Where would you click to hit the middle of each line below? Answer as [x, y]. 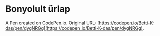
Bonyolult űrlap [38, 9]
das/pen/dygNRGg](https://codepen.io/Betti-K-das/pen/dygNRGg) [74, 28]
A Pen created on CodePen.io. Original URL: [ [52, 23]
